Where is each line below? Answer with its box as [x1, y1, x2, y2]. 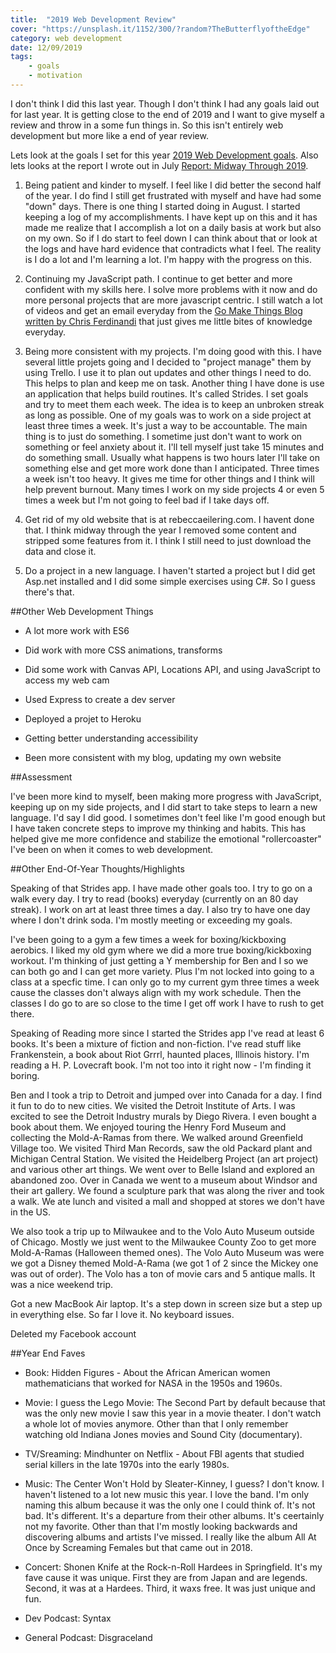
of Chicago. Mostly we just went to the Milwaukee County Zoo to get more [10, 1236, 317, 1248]
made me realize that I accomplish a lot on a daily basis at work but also [24, 221, 322, 233]
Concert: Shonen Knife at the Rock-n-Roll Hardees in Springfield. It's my [24, 1561, 323, 1573]
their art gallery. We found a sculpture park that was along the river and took [10, 1184, 325, 1196]
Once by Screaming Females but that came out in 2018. [24, 1541, 253, 1553]
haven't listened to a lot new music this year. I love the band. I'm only [24, 1488, 309, 1500]
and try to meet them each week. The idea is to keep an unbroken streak [24, 398, 325, 410]
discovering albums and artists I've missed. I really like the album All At [24, 1531, 317, 1543]
